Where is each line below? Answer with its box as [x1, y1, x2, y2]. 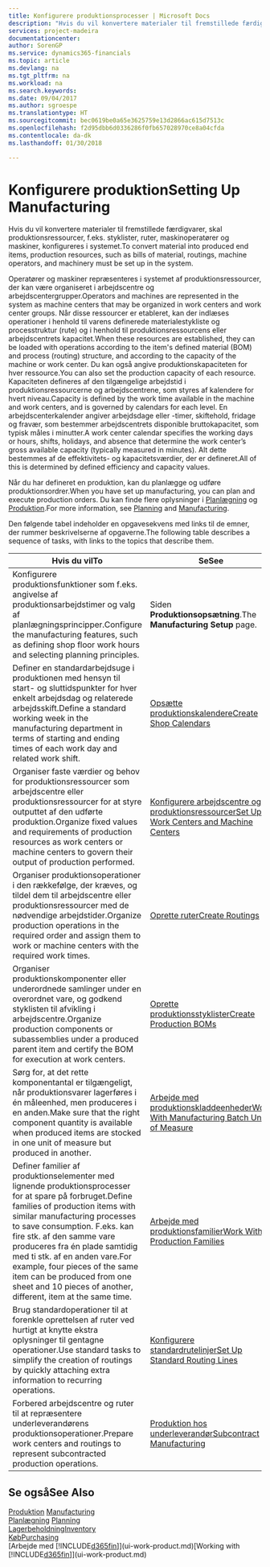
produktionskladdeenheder [149, 1102, 253, 1113]
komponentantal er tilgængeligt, [12, 1077, 133, 1088]
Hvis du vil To [51, 555, 103, 567]
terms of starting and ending [12, 733, 121, 744]
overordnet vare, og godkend [12, 993, 122, 1004]
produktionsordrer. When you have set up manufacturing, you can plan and [8, 486, 256, 496]
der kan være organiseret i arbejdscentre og [8, 282, 155, 292]
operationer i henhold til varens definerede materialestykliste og [8, 317, 220, 327]
